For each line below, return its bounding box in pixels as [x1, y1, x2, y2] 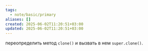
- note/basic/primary [10, 12, 56, 17]
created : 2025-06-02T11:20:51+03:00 [5, 21, 83, 27]
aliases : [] [5, 17, 31, 22]
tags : [5, 7, 17, 13]
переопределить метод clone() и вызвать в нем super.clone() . [5, 40, 143, 46]
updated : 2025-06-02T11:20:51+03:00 [5, 26, 83, 31]
